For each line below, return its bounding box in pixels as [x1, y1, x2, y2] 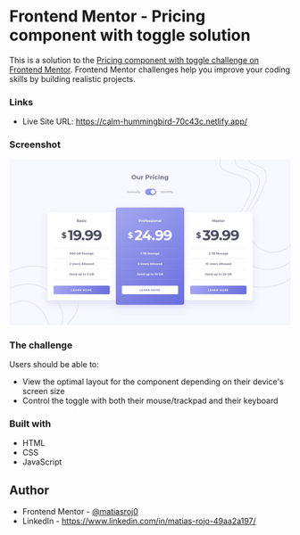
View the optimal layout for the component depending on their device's [21, 376, 284, 387]
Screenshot [9, 138, 61, 151]
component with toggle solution [9, 25, 251, 45]
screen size [21, 386, 65, 397]
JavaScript [21, 457, 62, 467]
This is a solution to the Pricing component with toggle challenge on [9, 54, 259, 65]
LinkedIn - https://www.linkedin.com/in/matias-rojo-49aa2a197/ [21, 515, 256, 527]
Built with [9, 417, 52, 430]
